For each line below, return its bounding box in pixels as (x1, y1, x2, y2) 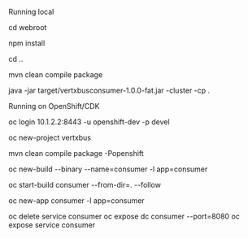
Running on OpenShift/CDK (8, 102, 100, 110)
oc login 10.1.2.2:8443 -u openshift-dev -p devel (8, 117, 170, 127)
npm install (8, 38, 46, 48)
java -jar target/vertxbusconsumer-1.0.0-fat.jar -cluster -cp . (8, 85, 211, 95)
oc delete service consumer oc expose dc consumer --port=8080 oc (8, 211, 240, 221)
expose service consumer (8, 220, 96, 230)
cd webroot (8, 23, 47, 32)
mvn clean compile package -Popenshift (8, 149, 144, 158)
